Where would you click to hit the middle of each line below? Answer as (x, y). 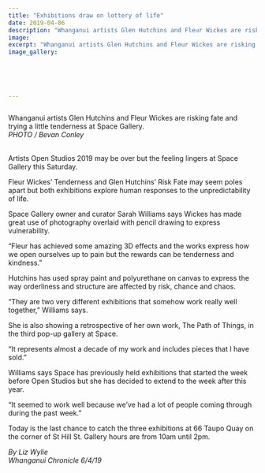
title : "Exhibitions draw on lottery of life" (86, 15)
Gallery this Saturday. (43, 167)
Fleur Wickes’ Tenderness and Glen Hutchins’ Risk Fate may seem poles (125, 182)
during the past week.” (45, 413)
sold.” (18, 358)
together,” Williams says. (48, 310)
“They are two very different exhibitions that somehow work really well (123, 302)
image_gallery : (33, 52)
